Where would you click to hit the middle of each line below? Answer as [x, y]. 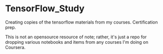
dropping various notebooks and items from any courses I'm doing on [77, 42]
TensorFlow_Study [45, 9]
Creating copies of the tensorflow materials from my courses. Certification [81, 22]
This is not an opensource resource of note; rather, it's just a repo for [76, 37]
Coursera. [15, 47]
